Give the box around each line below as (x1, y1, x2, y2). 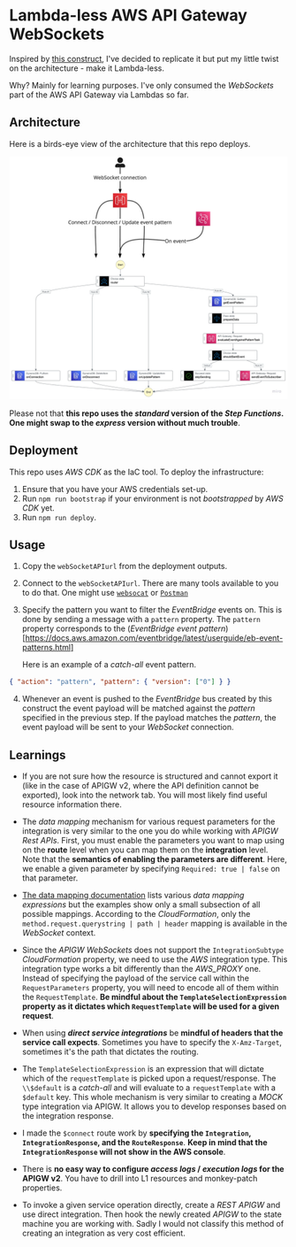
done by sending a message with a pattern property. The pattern (21, 614, 261, 625)
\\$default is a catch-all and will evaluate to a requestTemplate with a (21, 1082, 277, 1093)
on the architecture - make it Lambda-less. (9, 63, 165, 73)
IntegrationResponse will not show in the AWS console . (21, 1147, 226, 1158)
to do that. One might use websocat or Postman (21, 588, 188, 598)
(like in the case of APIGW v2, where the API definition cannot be (21, 781, 259, 791)
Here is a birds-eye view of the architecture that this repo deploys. (9, 138, 251, 149)
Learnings (9, 747, 66, 762)
